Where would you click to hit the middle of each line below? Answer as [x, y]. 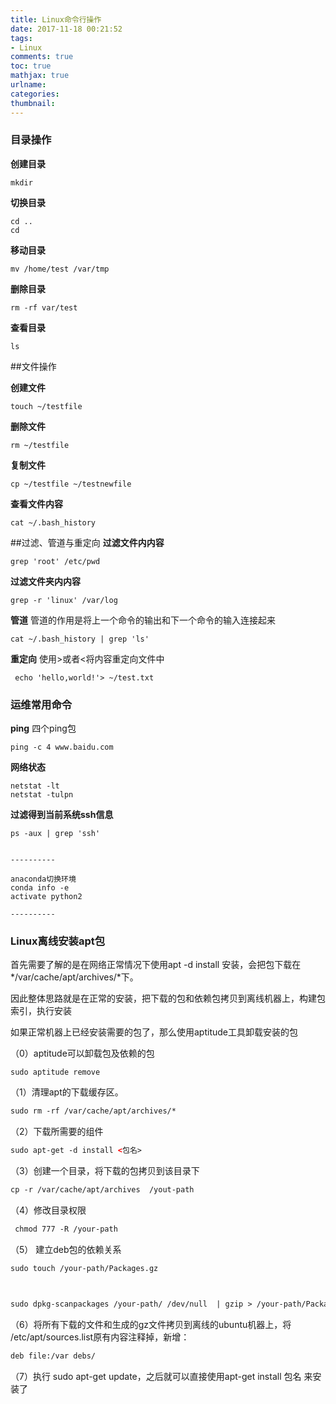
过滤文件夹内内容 [45, 581]
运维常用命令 [41, 704]
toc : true [31, 66]
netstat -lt [35, 786]
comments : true [42, 57]
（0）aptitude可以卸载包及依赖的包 [82, 1053]
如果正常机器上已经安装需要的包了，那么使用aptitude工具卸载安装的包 [154, 1032]
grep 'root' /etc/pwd [55, 561]
